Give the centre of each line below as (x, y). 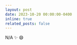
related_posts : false (28, 23)
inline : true (19, 19)
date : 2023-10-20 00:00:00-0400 (38, 14)
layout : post (19, 10)
